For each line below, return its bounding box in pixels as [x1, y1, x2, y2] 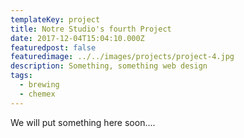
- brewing [19, 80, 60, 90]
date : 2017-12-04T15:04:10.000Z [10, 33, 145, 43]
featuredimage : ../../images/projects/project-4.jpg [10, 52, 235, 62]
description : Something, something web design [10, 61, 208, 71]
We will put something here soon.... [10, 116, 156, 128]
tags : [10, 71, 33, 81]
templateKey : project [10, 14, 101, 25]
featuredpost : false [10, 42, 97, 53]
